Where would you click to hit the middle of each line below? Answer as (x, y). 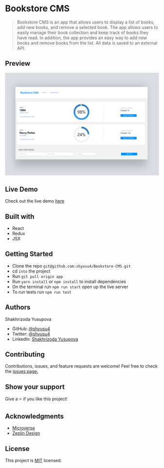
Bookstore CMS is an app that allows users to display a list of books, (86, 22)
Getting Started (29, 254)
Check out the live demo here (35, 201)
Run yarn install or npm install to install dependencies (69, 281)
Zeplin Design (26, 433)
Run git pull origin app (38, 276)
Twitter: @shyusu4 (31, 334)
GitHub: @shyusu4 (31, 328)
